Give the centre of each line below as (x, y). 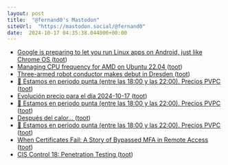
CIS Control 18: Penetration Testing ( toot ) (75, 155)
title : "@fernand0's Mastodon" (53, 20)
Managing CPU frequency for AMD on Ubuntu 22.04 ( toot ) (100, 67)
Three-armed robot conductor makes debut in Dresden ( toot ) (104, 74)
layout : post (26, 13)
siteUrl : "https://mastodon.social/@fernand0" (77, 26)
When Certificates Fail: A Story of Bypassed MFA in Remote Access (113, 140)
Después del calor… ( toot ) (54, 118)
